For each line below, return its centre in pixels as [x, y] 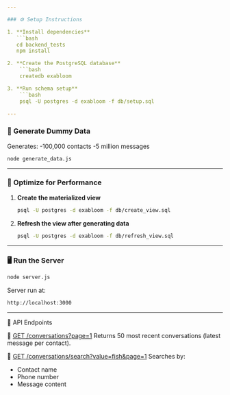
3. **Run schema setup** [42, 88]
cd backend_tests [41, 45]
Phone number [38, 376]
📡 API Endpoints [30, 322]
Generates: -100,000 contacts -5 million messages [78, 146]
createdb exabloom [46, 76]
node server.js [29, 277]
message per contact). [39, 343]
